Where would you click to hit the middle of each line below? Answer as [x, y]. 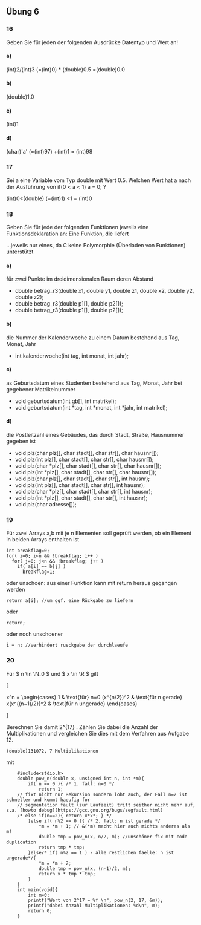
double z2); [29, 297]
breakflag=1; [39, 572]
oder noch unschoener [35, 634]
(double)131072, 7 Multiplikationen [52, 751]
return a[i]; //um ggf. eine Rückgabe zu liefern [70, 601]
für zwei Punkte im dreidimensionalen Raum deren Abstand [80, 279]
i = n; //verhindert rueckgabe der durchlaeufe [67, 646]
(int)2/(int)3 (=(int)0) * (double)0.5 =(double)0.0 [66, 69]
